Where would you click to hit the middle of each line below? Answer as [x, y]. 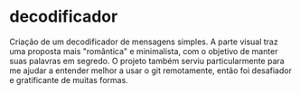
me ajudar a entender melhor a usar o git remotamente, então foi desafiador [150, 70]
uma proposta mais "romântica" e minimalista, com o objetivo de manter [144, 51]
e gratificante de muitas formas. [69, 80]
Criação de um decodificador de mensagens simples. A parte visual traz [144, 42]
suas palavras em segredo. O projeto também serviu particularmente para [147, 61]
